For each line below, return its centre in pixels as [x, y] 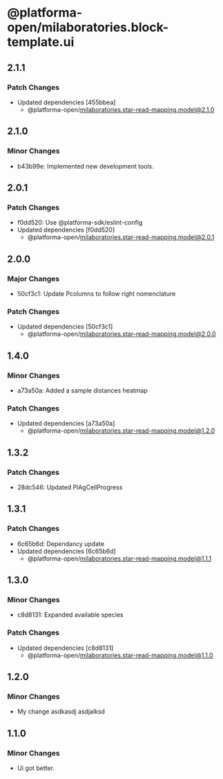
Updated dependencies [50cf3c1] [65, 327]
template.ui [41, 42]
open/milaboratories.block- [88, 27]
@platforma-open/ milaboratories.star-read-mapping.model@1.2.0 [121, 431]
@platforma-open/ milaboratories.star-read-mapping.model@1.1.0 [120, 655]
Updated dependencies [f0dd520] [66, 230]
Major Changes [33, 279]
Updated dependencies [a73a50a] [66, 424]
